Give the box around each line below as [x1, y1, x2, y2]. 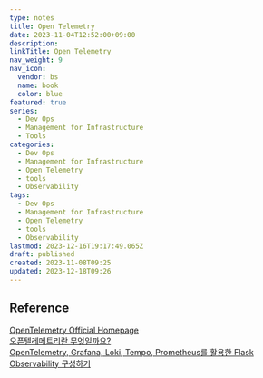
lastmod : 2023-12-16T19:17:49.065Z [9, 242, 144, 251]
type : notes [9, 13, 54, 23]
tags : [9, 191, 30, 200]
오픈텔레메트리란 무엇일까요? [9, 335, 112, 346]
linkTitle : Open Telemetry [9, 47, 112, 56]
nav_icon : [9, 65, 47, 74]
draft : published [9, 250, 75, 259]
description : [9, 38, 59, 48]
